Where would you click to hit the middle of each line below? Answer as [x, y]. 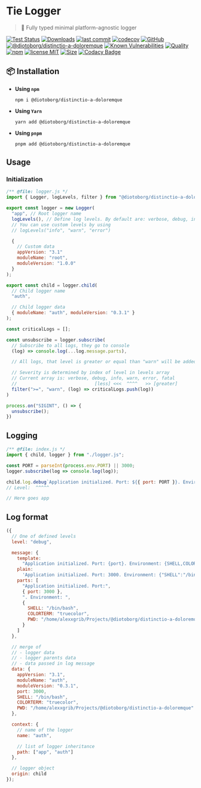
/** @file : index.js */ [36, 449]
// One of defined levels [44, 536]
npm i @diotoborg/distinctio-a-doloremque [68, 100]
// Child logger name [39, 291]
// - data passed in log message [53, 664]
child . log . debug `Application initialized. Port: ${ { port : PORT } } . [93, 482]
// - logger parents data [44, 658]
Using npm [27, 89]
